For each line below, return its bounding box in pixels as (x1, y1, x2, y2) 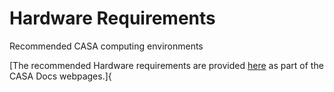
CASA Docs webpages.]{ (9, 70, 112, 82)
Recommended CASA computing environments (9, 40, 204, 52)
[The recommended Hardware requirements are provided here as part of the (9, 59, 324, 71)
